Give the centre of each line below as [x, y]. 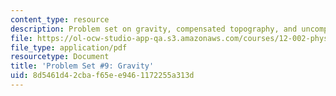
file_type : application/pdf [69, 47]
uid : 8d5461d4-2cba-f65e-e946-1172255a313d [102, 76]
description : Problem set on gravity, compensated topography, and [154, 29]
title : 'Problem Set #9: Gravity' [82, 66]
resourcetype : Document [60, 57]
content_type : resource [60, 19]
